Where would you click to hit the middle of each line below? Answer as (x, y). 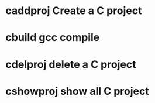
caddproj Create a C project (74, 11)
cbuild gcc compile (53, 38)
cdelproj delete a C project (71, 64)
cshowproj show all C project (77, 91)
